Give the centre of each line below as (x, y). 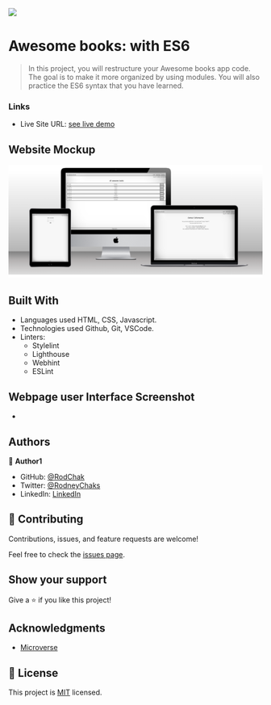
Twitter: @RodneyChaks (60, 485)
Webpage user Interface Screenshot (102, 397)
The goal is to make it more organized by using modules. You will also (144, 77)
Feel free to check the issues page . (67, 554)
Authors (29, 441)
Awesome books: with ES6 (100, 46)
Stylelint (46, 346)
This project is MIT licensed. (55, 692)
